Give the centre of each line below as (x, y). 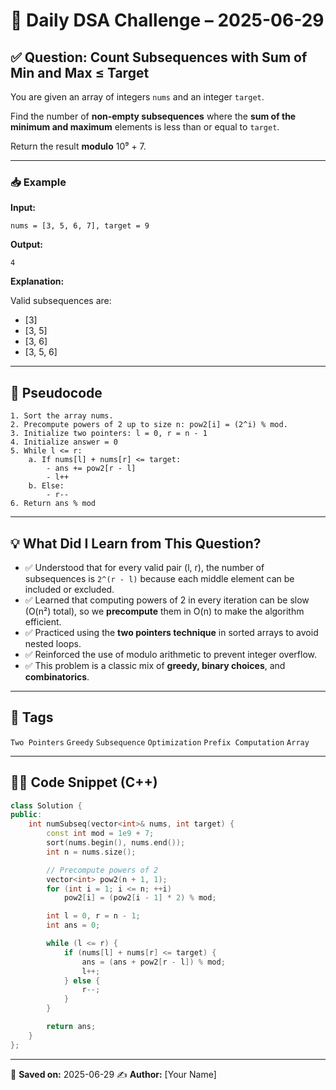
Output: (26, 245)
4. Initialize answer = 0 (64, 442)
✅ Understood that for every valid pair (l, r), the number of (144, 567)
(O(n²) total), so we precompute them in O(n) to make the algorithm (164, 611)
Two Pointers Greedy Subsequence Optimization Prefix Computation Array (160, 742)
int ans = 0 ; (73, 925)
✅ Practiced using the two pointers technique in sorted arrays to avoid (171, 632)
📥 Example (38, 182)
